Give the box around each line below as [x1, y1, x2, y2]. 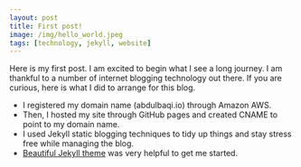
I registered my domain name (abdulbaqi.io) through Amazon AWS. [22, 100, 272, 111]
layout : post [9, 13, 59, 23]
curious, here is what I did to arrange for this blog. [9, 82, 196, 93]
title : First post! [9, 22, 83, 31]
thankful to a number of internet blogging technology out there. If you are [9, 73, 282, 84]
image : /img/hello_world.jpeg [9, 30, 124, 39]
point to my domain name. [22, 119, 120, 130]
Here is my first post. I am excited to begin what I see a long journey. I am [9, 63, 283, 74]
